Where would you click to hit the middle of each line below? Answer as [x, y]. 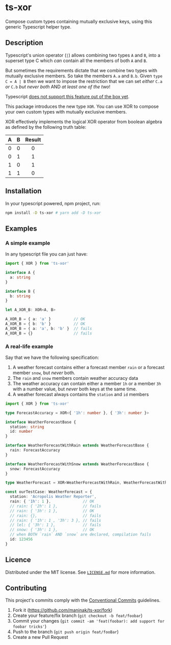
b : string [20, 296]
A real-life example [29, 346]
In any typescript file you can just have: [47, 254]
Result [33, 139]
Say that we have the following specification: [52, 357]
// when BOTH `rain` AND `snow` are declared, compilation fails [81, 535]
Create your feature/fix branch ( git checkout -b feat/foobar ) [78, 615]
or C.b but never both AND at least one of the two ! [58, 87]
